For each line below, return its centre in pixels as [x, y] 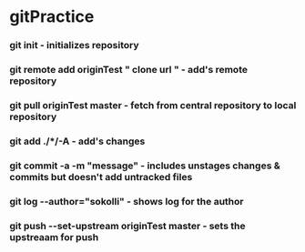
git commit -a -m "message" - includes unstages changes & [145, 166]
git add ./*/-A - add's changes [77, 141]
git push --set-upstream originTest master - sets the [127, 226]
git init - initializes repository [74, 45]
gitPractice [52, 17]
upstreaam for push [54, 237]
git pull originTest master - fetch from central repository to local [153, 105]
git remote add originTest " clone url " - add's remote [129, 70]
